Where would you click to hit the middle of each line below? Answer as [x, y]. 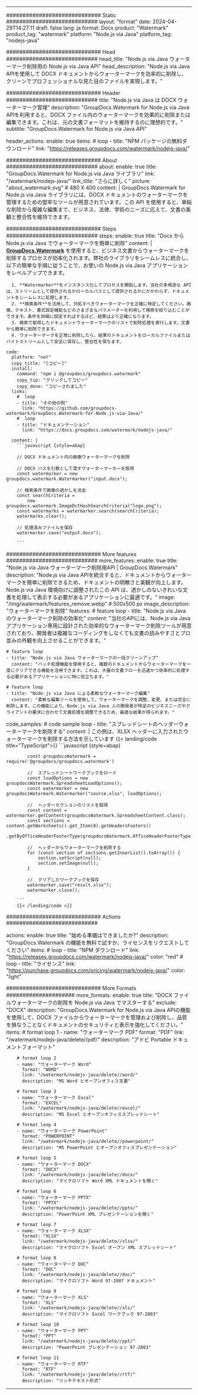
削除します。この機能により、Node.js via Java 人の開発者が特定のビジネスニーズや [96, 706]
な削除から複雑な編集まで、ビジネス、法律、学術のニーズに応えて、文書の [96, 210]
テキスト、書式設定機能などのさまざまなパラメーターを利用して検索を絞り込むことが [102, 310]
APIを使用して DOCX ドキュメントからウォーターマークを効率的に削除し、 [97, 74]
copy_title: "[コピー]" [39, 363]
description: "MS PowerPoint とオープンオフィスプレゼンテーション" [99, 1148]
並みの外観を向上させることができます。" [56, 640]
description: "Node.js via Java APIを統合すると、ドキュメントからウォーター [99, 575]
